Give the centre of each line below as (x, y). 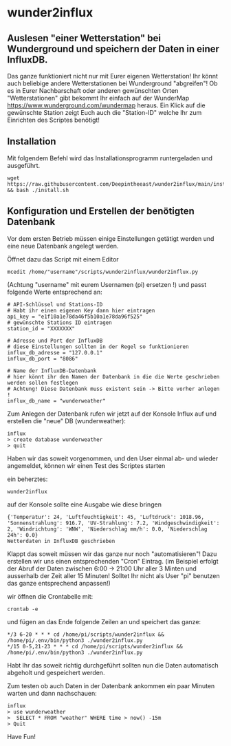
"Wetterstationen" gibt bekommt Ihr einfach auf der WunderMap (98, 98)
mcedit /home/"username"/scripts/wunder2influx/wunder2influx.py (102, 272)
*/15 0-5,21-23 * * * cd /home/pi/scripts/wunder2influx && (95, 646)
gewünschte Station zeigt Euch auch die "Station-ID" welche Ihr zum (104, 113)
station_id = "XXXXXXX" (41, 328)
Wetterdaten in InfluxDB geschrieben (61, 541)
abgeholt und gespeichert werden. (56, 672)
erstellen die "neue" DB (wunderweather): (66, 420)
